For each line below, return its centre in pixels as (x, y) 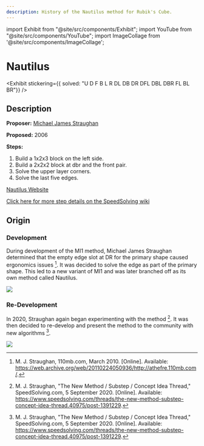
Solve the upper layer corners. (53, 171)
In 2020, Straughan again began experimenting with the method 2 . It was (97, 318)
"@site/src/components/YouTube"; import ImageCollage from (83, 35)
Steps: (15, 147)
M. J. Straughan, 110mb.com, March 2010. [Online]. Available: (92, 362)
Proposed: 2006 (27, 135)
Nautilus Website (27, 190)
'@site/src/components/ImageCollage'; (55, 42)
